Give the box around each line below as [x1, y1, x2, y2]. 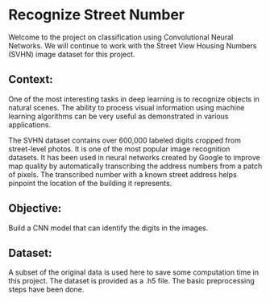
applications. [8, 119, 51, 130]
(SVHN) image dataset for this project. [8, 49, 135, 59]
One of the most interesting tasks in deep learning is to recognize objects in [8, 94, 260, 104]
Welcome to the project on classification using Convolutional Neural [8, 32, 234, 42]
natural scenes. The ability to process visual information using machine [8, 102, 245, 112]
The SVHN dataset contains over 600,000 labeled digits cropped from [8, 135, 242, 145]
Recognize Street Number [8, 6, 185, 24]
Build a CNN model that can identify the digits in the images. [8, 223, 209, 233]
